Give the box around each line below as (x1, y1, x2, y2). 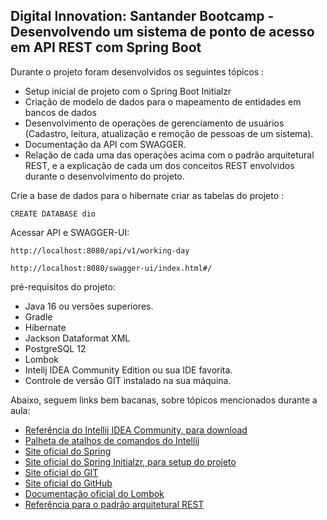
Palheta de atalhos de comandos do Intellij (24, 434, 200, 446)
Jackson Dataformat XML (24, 332, 131, 344)
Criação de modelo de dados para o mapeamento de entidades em (24, 95, 302, 108)
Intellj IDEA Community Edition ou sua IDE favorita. (24, 364, 233, 376)
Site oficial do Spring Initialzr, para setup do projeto (24, 455, 237, 468)
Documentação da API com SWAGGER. (24, 138, 187, 150)
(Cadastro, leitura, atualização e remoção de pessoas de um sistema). (24, 127, 314, 139)
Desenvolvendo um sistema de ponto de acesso (10, 24, 315, 41)
